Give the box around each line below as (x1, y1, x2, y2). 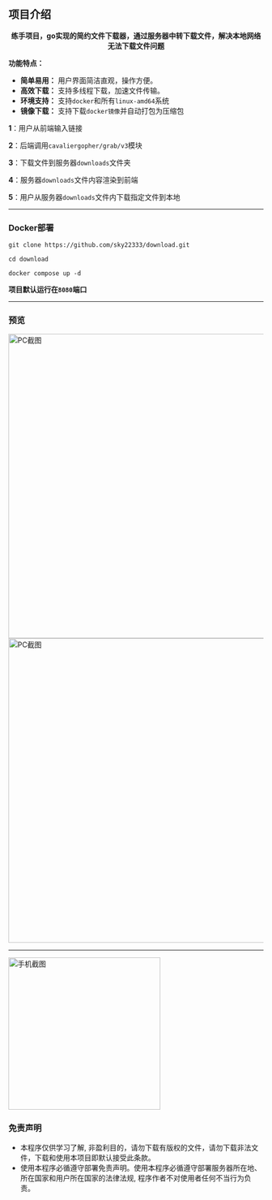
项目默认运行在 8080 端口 (8, 285, 87, 295)
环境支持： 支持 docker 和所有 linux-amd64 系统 (19, 96, 170, 106)
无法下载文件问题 (108, 41, 164, 50)
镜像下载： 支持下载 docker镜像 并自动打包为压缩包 (19, 106, 185, 115)
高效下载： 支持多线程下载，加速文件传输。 (19, 85, 164, 95)
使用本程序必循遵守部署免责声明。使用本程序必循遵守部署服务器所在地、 (19, 1163, 261, 1172)
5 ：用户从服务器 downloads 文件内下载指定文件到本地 (8, 192, 181, 201)
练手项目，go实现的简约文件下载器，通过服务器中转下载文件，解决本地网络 (11, 31, 261, 41)
